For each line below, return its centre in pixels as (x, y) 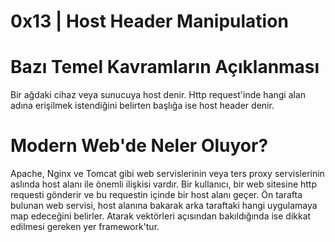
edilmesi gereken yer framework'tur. (85, 227)
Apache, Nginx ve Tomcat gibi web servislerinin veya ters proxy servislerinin (167, 174)
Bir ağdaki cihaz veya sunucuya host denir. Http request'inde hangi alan (158, 95)
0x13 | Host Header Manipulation (149, 21)
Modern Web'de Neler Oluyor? (139, 146)
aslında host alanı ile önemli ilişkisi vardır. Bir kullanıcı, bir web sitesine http (164, 184)
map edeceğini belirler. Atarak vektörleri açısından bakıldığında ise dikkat (161, 216)
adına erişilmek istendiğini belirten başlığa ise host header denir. (142, 106)
